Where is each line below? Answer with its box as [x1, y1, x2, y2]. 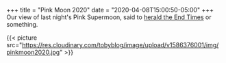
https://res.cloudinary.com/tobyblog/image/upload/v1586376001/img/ [22, 41, 219, 49]
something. [6, 21, 38, 28]
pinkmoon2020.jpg [6, 48, 60, 56]
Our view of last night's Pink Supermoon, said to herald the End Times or [6, 13, 212, 21]
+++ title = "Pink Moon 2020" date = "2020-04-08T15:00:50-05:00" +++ [6, 6, 214, 14]
